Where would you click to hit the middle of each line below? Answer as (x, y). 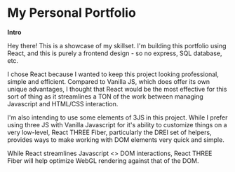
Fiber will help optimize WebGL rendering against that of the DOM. (103, 160)
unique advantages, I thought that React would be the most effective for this (117, 89)
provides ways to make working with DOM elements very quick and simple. (116, 139)
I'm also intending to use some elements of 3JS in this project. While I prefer (117, 117)
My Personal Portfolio (72, 13)
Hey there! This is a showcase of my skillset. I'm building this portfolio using (117, 45)
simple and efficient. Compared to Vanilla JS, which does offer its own (109, 81)
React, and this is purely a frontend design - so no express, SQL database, (115, 53)
